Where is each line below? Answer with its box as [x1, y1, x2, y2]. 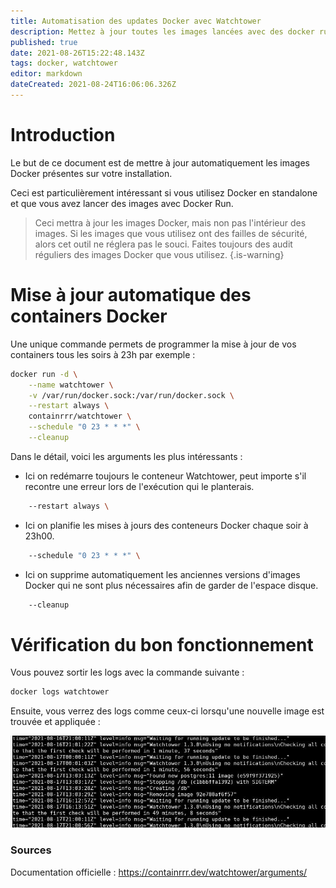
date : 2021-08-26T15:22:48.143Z [10, 48, 145, 58]
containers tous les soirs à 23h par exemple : [10, 348, 196, 360]
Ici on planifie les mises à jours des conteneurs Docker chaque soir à [24, 519, 309, 531]
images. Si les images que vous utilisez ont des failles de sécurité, [34, 227, 308, 239]
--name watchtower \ [28, 380, 114, 390]
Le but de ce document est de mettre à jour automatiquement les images [10, 156, 310, 169]
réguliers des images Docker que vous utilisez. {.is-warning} [34, 248, 285, 260]
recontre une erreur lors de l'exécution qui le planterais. [24, 480, 255, 492]
